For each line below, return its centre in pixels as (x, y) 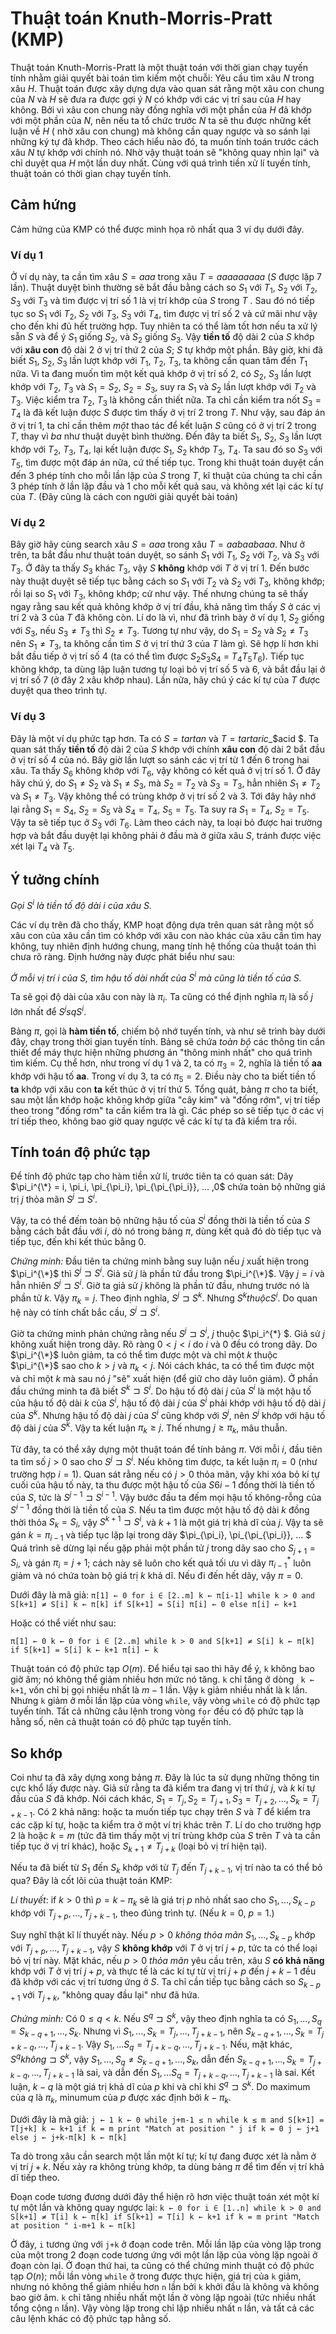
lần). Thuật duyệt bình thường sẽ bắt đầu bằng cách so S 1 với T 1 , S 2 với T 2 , (164, 289)
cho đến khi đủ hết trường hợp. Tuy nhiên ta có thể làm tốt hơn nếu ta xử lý (164, 326)
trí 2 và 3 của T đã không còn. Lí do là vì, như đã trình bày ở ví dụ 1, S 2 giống (167, 619)
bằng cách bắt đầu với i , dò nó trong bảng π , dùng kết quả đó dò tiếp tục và (166, 1231)
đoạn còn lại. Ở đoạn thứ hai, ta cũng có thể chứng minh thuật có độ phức (162, 2265)
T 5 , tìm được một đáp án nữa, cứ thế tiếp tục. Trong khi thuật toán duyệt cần (167, 463)
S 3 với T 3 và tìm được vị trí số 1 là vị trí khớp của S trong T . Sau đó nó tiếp (162, 301)
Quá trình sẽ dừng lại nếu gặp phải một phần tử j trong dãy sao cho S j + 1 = (163, 1549)
